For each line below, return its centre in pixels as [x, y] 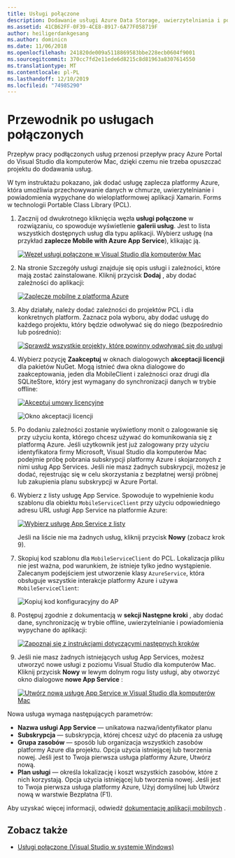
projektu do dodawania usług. [50, 169]
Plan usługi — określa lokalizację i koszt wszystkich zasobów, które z [117, 772]
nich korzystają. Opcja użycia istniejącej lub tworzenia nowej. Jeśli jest [119, 780]
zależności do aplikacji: [51, 283]
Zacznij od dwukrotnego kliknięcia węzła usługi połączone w [105, 218]
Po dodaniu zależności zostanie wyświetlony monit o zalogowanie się [117, 430]
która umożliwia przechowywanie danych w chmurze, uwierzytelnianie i [111, 190]
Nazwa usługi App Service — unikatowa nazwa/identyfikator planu [114, 728]
